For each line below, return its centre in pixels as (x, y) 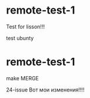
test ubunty (20, 38)
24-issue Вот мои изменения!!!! (45, 90)
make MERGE (23, 78)
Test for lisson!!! (26, 27)
